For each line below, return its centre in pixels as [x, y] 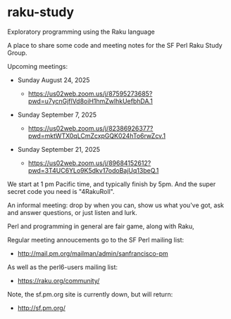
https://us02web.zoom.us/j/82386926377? [90, 128]
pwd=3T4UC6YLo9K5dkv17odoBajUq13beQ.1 [93, 170]
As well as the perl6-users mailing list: [63, 267]
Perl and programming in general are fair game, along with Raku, [101, 226]
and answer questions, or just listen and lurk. [72, 212]
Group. [17, 53]
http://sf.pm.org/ [41, 308]
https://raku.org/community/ [58, 280]
